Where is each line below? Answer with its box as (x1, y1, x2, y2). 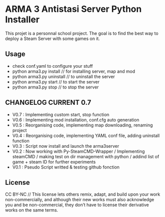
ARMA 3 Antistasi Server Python (5, 3, 142, 15)
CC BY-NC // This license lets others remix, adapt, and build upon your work (5, 191, 161, 197)
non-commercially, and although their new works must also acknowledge (5, 197, 155, 203)
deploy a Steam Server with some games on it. (5, 36, 100, 42)
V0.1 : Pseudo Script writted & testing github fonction (12, 164, 120, 170)
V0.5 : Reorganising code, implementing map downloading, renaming (12, 122, 153, 128)
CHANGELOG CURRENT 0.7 (5, 98, 91, 107)
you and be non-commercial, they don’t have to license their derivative (5, 202, 149, 208)
